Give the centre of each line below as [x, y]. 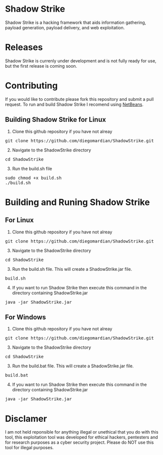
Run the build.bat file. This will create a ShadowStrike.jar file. [73, 366]
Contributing [31, 86]
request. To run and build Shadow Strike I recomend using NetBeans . [74, 104]
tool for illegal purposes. [29, 448]
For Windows [26, 317]
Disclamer [26, 419]
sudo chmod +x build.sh [33, 178]
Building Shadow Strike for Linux [55, 120]
